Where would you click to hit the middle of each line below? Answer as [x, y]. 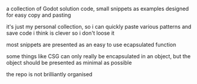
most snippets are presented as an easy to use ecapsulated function [91, 45]
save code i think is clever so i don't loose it [60, 33]
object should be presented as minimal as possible [69, 63]
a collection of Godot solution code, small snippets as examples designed [98, 9]
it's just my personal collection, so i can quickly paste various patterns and [99, 27]
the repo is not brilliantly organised [49, 74]
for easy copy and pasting [39, 15]
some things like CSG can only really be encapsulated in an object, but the [98, 56]
